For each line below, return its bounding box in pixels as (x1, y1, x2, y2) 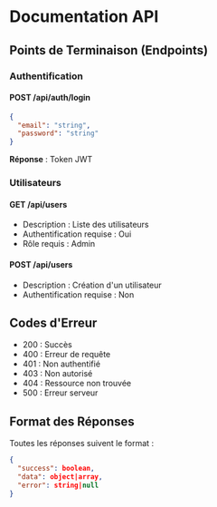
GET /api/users (9, 199, 68, 210)
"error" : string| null (17, 481, 99, 490)
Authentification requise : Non (22, 288, 135, 300)
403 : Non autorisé (22, 368, 93, 379)
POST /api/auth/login (9, 93, 91, 103)
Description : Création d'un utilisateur (22, 279, 163, 290)
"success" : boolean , (17, 464, 95, 473)
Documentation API (9, 6, 159, 27)
